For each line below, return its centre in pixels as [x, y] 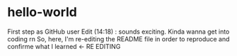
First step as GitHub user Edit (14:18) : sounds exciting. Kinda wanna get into [118, 31]
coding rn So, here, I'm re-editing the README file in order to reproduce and [118, 38]
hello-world [42, 12]
